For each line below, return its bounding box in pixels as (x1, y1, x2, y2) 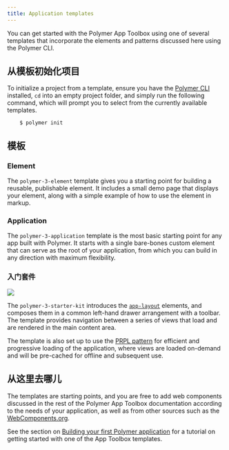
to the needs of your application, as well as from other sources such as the (7, 407, 220, 415)
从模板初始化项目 (7, 66, 80, 77)
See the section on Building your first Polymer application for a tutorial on (7, 427, 216, 436)
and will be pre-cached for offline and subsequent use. (7, 351, 163, 360)
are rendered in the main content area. (7, 323, 117, 331)
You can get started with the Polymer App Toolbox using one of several (7, 29, 210, 37)
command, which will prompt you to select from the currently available (7, 99, 208, 107)
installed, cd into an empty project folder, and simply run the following (7, 91, 205, 100)
